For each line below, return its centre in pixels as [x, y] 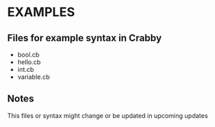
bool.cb [28, 54]
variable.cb [34, 77]
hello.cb [29, 62]
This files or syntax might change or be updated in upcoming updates [108, 115]
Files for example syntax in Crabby [85, 38]
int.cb [26, 69]
